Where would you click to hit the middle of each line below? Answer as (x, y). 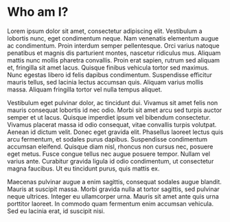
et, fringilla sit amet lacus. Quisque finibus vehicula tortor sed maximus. (108, 67)
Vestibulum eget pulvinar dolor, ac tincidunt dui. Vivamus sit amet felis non (113, 102)
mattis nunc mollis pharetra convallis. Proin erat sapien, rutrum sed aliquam (114, 60)
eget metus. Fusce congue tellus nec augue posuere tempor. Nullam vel (109, 154)
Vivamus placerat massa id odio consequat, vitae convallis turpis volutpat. (112, 124)
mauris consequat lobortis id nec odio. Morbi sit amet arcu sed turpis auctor (115, 110)
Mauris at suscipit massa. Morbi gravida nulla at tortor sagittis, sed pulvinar (113, 189)
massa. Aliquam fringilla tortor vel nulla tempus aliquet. (85, 89)
